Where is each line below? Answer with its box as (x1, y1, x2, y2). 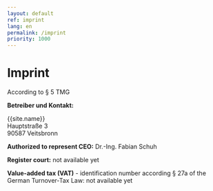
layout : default (7, 10, 54, 17)
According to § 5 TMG (7, 88, 70, 96)
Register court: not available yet (7, 156, 99, 164)
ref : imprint (7, 16, 45, 23)
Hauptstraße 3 (7, 122, 48, 131)
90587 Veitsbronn (7, 129, 59, 137)
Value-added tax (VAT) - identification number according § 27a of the (7, 169, 207, 177)
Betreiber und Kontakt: (7, 101, 74, 110)
